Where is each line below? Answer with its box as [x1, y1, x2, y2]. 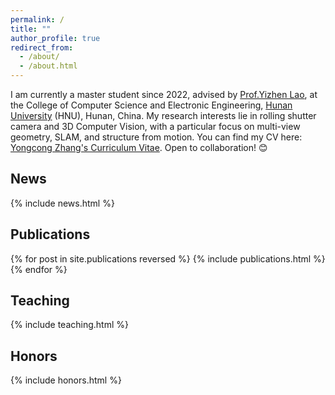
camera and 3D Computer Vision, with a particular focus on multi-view [10, 121, 301, 132]
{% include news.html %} [10, 197, 115, 209]
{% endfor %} [10, 263, 68, 275]
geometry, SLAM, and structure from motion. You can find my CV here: [10, 131, 303, 143]
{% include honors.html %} [10, 374, 122, 386]
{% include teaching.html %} [10, 319, 129, 331]
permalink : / [10, 14, 65, 25]
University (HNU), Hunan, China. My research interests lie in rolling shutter [10, 110, 317, 121]
